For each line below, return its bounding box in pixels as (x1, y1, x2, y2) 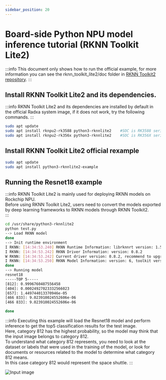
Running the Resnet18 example (5, 178, 103, 186)
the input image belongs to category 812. (5, 334, 89, 339)
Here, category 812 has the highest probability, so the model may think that (5, 328, 158, 334)
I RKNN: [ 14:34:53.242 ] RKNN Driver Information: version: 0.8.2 (5, 249, 142, 254)
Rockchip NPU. (5, 196, 36, 203)
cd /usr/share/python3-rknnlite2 (5, 222, 74, 227)
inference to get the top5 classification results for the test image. (5, 323, 137, 329)
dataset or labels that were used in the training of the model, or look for (5, 344, 150, 350)
